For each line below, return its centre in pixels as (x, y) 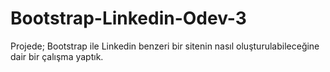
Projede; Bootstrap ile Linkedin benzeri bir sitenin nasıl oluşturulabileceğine (165, 46)
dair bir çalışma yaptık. (57, 56)
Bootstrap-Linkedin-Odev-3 (128, 18)
